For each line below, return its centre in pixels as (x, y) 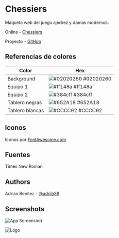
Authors (18, 182)
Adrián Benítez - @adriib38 (32, 194)
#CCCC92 (90, 110)
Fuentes (18, 155)
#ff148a (83, 86)
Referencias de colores (41, 57)
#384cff (83, 95)
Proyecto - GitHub (23, 41)
